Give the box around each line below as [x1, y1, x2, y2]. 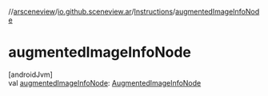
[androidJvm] [8, 70, 54, 79]
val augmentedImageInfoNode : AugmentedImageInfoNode [8, 78, 202, 87]
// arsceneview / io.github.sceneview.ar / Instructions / [8, 7, 176, 16]
